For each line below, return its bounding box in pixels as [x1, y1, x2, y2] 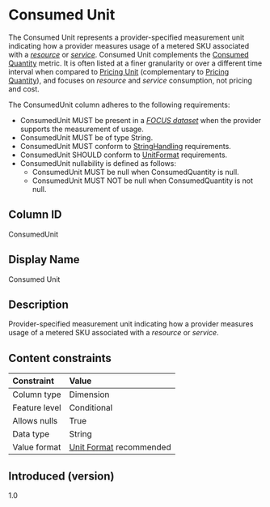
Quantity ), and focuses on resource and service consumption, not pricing [8, 75, 253, 85]
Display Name [8, 253, 80, 266]
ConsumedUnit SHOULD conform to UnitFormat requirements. [19, 150, 228, 160]
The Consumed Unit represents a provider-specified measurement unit [8, 32, 245, 42]
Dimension [69, 389, 110, 400]
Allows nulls [12, 415, 58, 427]
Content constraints [8, 351, 112, 365]
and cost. [8, 83, 40, 94]
